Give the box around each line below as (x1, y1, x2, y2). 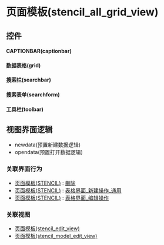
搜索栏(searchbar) (6, 76, 52, 83)
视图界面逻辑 (6, 125, 53, 135)
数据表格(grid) (6, 61, 41, 68)
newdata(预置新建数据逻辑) (14, 141, 81, 148)
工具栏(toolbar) (6, 106, 44, 113)
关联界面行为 (6, 165, 43, 173)
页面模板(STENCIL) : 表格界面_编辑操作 (14, 194, 109, 201)
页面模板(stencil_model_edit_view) (14, 232, 98, 239)
